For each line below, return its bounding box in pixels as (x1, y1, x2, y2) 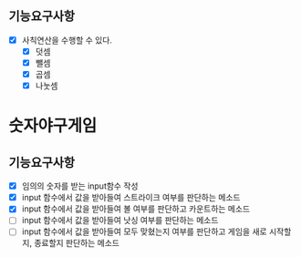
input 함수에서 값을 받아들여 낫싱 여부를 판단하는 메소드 (21, 215, 219, 226)
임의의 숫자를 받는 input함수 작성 (21, 180, 139, 191)
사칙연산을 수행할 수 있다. (21, 35, 113, 46)
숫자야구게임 (8, 116, 98, 137)
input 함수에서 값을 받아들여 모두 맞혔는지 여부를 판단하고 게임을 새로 (21, 226, 267, 237)
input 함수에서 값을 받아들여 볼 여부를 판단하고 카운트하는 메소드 (21, 203, 251, 214)
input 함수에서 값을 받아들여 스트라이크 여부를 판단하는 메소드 (21, 192, 241, 203)
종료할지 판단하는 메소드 (34, 238, 120, 249)
